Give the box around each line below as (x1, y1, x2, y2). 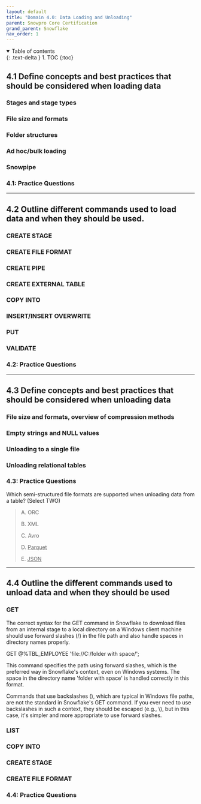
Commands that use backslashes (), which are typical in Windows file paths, (6, 692, 194, 700)
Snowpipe (6, 163, 36, 172)
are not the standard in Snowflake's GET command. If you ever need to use (6, 698, 191, 706)
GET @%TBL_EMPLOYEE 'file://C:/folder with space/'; (6, 650, 139, 657)
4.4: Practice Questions (6, 791, 77, 799)
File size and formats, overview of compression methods (6, 412, 175, 421)
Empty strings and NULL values (6, 428, 100, 437)
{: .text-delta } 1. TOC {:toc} (6, 54, 74, 61)
